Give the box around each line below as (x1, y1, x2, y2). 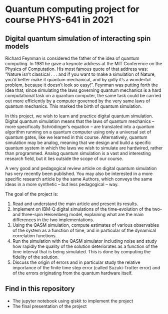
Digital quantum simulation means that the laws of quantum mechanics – (5, 118, 154, 124)
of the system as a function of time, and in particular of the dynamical (12, 227, 156, 233)
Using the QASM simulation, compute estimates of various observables (12, 222, 159, 228)
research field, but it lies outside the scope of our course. (5, 155, 123, 162)
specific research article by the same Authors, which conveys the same (5, 176, 152, 182)
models (5, 42, 29, 51)
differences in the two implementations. (12, 217, 94, 223)
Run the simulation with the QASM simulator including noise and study (12, 238, 157, 244)
